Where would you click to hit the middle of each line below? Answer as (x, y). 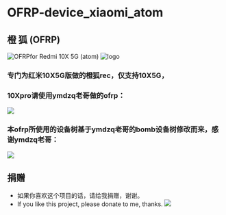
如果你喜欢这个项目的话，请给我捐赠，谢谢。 (80, 196)
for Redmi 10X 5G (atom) (64, 56)
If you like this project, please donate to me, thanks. (90, 204)
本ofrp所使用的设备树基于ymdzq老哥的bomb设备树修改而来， (110, 129)
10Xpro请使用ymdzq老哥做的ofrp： (66, 95)
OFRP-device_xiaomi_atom (85, 13)
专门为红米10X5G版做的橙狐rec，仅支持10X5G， (88, 75)
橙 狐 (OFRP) (34, 39)
